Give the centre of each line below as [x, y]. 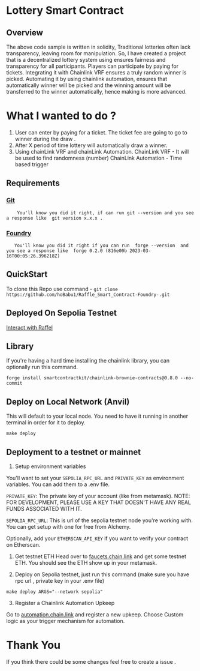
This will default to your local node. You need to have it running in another [97, 416]
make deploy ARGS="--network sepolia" [54, 592]
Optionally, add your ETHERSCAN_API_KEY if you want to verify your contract [97, 538]
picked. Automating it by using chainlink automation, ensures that [87, 79]
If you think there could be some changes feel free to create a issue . [91, 661]
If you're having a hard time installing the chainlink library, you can [88, 361]
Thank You [34, 645]
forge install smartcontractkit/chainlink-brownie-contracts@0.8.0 [92, 378]
